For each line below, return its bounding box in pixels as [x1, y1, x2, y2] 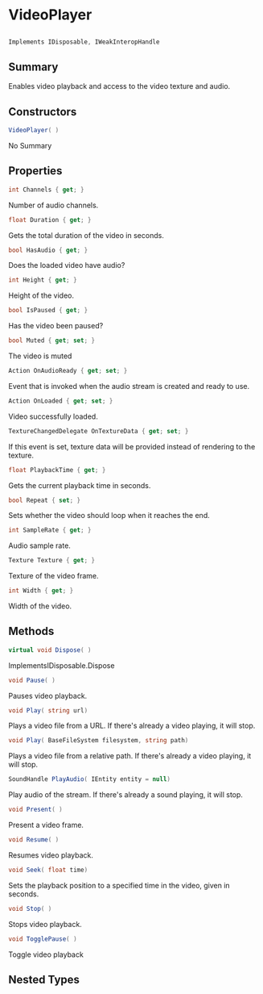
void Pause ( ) [8, 676, 56, 684]
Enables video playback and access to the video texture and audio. [8, 81, 231, 91]
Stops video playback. [8, 919, 82, 929]
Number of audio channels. [8, 200, 99, 210]
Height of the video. [8, 290, 75, 300]
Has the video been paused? [8, 321, 104, 331]
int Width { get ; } [8, 587, 74, 595]
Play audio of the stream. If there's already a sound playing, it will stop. [8, 790, 244, 800]
